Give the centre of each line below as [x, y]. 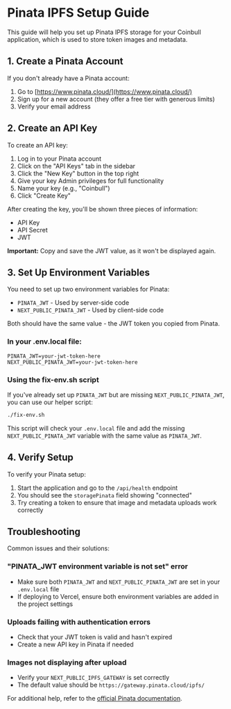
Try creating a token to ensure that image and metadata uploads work [117, 502]
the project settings [45, 604]
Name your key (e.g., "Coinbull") [63, 188]
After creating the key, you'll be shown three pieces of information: [103, 209]
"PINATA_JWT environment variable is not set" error [98, 566]
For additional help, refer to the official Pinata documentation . [95, 699]
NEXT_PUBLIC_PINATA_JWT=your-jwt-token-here [72, 362]
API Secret [33, 230]
